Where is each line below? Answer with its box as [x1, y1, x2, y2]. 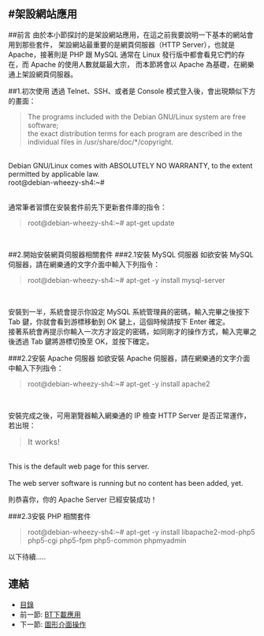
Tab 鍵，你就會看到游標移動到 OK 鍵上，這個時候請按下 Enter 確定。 [8, 317, 230, 326]
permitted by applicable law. [8, 169, 100, 179]
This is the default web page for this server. [8, 461, 150, 471]
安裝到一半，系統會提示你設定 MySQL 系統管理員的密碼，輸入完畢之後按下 [8, 307, 251, 316]
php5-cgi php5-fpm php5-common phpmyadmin [27, 536, 187, 545]
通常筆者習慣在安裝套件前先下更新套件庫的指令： [8, 202, 167, 212]
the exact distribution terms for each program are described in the [27, 129, 243, 138]
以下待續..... [8, 551, 46, 561]
